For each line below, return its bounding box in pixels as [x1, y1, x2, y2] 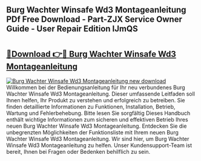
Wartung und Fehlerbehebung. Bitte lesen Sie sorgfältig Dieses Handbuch [6, 110, 191, 117]
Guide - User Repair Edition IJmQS [6, 24, 138, 34]
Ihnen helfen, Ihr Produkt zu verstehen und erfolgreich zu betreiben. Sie [6, 97, 186, 103]
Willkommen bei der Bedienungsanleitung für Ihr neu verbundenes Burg [6, 84, 186, 91]
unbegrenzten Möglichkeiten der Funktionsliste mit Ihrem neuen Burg [6, 129, 179, 136]
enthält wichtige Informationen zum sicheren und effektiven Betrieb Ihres [6, 116, 189, 123]
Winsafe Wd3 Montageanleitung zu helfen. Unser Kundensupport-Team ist [6, 142, 193, 149]
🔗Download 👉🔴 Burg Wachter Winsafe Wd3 [6, 48, 177, 59]
